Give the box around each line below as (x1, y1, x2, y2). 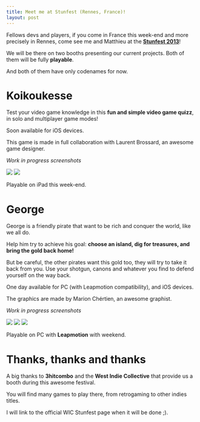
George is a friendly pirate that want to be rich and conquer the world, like (6, 223, 191, 230)
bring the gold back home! (6, 247, 75, 255)
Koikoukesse (6, 89, 73, 102)
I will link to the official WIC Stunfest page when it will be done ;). (6, 409, 168, 416)
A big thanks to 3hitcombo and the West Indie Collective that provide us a (6, 372, 193, 380)
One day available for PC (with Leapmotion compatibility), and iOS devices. (6, 283, 194, 291)
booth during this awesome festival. (6, 379, 96, 386)
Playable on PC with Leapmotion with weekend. (6, 331, 126, 338)
